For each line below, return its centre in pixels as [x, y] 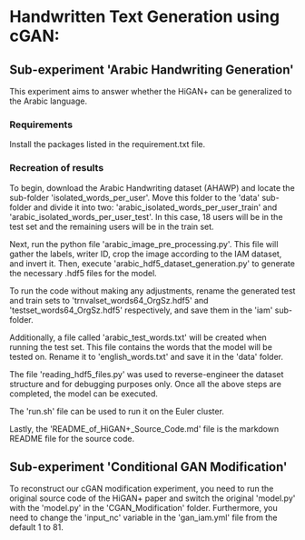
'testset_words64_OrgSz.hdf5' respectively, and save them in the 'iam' [141, 310]
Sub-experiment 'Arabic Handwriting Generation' [152, 70]
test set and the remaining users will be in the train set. [112, 226]
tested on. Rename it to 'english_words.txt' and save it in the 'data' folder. [147, 356]
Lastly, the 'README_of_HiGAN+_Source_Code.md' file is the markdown [144, 428]
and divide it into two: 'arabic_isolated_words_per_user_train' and [155, 207]
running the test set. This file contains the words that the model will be [141, 346]
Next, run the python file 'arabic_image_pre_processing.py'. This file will [144, 244]
